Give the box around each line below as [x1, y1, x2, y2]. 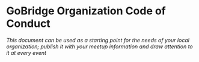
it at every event [6, 49, 47, 56]
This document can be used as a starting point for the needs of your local [6, 36, 189, 44]
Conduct [6, 17, 51, 30]
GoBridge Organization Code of [6, 4, 167, 18]
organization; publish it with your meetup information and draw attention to [6, 43, 194, 50]
